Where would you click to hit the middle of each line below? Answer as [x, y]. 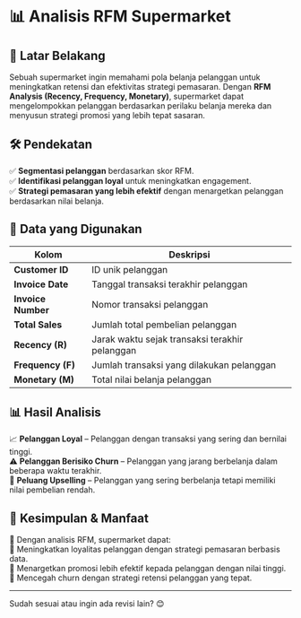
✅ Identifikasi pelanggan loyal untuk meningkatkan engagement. [130, 180]
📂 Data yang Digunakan [76, 229]
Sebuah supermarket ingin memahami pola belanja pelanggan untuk [135, 77]
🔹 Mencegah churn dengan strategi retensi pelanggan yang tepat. [131, 578]
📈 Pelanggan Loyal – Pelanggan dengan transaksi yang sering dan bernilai [148, 439]
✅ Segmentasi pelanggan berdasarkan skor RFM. [102, 170]
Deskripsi [189, 254]
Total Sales [38, 325]
